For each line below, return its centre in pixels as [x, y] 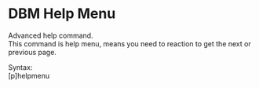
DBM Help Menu [62, 14]
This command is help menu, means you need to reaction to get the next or [129, 43]
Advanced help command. [51, 35]
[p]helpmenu [29, 75]
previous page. [33, 52]
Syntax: [20, 67]
